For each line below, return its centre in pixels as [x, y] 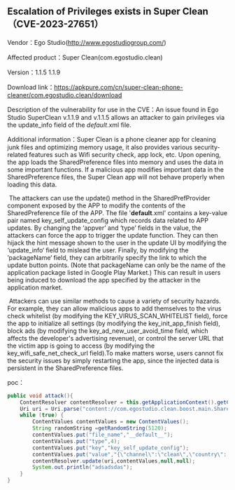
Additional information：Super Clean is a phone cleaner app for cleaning [112, 139]
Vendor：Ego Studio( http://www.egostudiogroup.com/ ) [87, 42]
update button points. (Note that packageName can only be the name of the [116, 265]
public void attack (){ [40, 395]
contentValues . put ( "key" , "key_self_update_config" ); [111, 448]
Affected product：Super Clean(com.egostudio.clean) [85, 57]
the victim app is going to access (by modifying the [81, 346]
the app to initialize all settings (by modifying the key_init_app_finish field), [114, 323]
